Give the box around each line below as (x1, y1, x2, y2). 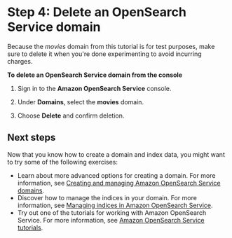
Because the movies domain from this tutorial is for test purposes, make (7, 42, 215, 50)
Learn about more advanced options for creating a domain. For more (17, 171, 216, 179)
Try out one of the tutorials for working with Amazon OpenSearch (17, 208, 207, 217)
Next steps (7, 132, 56, 143)
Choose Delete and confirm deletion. (17, 111, 125, 120)
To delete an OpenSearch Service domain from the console (7, 71, 183, 79)
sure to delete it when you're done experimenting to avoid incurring (7, 50, 202, 58)
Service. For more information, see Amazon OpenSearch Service (17, 216, 205, 224)
